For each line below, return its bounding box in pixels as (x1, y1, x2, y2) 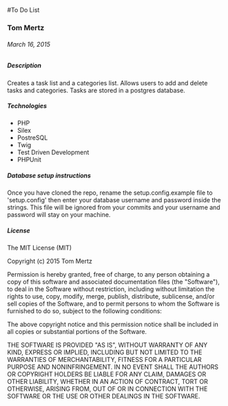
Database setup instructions (7, 171, 92, 180)
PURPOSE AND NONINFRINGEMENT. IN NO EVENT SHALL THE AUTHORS (7, 363, 219, 371)
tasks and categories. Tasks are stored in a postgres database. (7, 86, 186, 94)
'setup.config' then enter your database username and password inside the (7, 196, 222, 204)
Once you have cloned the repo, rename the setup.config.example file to (7, 189, 213, 197)
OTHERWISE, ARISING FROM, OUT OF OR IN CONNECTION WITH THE (7, 385, 208, 393)
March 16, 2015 (7, 40, 50, 48)
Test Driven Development (17, 148, 90, 157)
